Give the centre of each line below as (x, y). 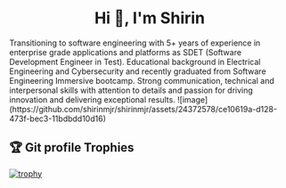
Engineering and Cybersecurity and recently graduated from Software (138, 71)
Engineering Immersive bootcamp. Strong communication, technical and (142, 80)
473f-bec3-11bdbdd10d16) (58, 119)
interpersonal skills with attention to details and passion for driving (131, 90)
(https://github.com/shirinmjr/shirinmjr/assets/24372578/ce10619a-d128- (143, 109)
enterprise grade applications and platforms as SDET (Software (126, 52)
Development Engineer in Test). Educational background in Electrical (135, 61)
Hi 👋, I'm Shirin (150, 18)
